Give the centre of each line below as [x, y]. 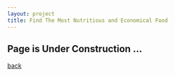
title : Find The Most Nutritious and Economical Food [88, 20]
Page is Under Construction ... [75, 49]
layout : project [31, 14]
